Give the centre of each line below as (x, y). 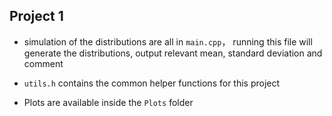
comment (43, 63)
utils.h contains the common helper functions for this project (152, 83)
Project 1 (36, 16)
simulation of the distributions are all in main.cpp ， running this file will (168, 41)
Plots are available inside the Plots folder (108, 102)
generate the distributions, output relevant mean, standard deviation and (173, 53)
